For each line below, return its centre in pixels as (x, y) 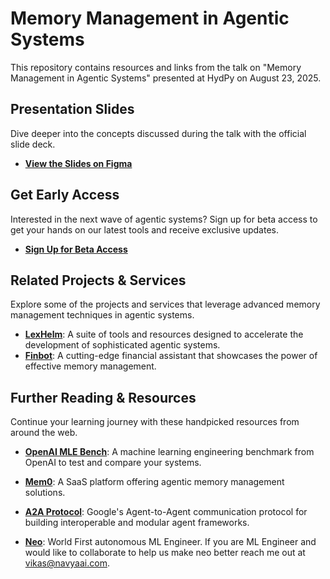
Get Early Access (65, 195)
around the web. (44, 433)
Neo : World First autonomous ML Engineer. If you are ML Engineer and (170, 542)
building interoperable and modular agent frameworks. (137, 523)
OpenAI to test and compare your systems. (113, 463)
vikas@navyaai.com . (67, 563)
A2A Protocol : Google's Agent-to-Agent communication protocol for (166, 512)
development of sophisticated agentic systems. (122, 345)
